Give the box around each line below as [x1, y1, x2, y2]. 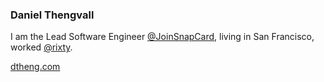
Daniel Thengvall [10, 8, 95, 22]
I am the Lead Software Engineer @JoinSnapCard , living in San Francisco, [10, 31, 315, 43]
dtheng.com [10, 61, 61, 73]
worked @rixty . [10, 41, 73, 53]
